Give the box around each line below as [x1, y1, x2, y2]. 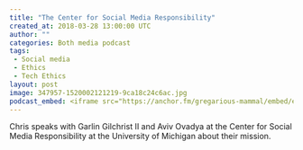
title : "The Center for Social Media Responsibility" [9, 13, 216, 22]
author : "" [9, 30, 50, 39]
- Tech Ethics [13, 72, 67, 81]
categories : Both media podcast [9, 38, 131, 48]
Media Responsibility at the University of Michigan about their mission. [9, 131, 271, 142]
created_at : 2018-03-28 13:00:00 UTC [9, 22, 151, 31]
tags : [9, 47, 30, 56]
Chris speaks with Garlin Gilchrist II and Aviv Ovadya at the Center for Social [9, 121, 293, 132]
